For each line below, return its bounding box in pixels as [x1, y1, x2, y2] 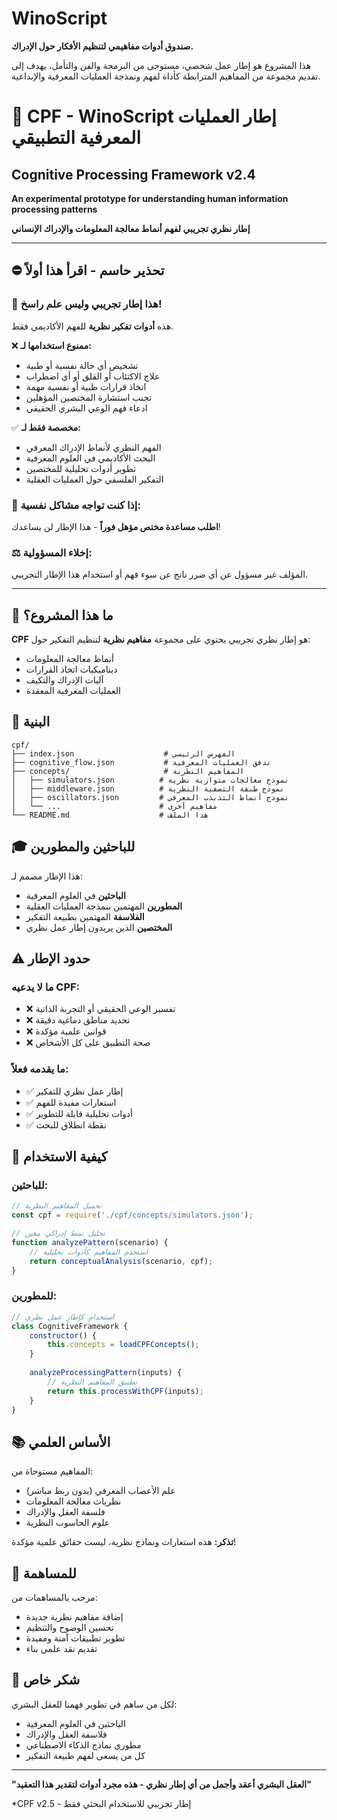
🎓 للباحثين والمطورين [11, 838, 136, 856]
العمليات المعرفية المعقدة [25, 685, 121, 697]
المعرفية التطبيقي [11, 127, 142, 149]
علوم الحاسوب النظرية [25, 1517, 111, 1529]
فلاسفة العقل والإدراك [25, 1728, 108, 1740]
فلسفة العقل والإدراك [25, 1506, 106, 1518]
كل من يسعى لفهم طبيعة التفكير [25, 1749, 146, 1761]
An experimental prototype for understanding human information [11, 192, 289, 204]
